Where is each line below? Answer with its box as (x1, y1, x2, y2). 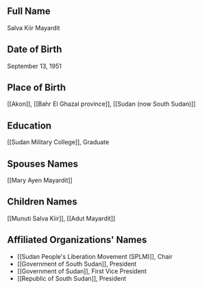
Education (7, 119, 52, 131)
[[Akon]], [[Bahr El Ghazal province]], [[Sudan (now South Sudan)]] (7, 100, 197, 108)
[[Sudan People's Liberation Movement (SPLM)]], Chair (16, 252, 173, 260)
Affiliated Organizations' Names (7, 234, 147, 246)
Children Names (7, 196, 77, 208)
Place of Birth (7, 82, 66, 93)
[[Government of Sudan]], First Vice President (16, 267, 147, 275)
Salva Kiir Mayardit (7, 23, 60, 32)
